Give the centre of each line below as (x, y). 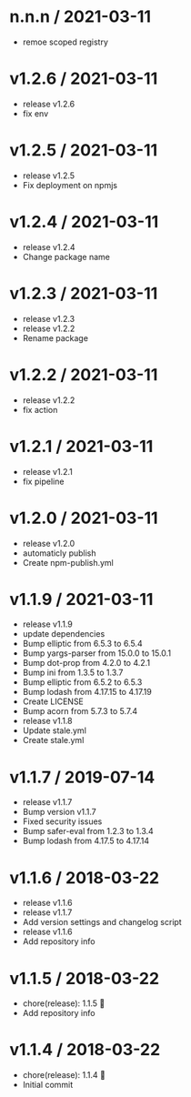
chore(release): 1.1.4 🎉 (64, 1075)
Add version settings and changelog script (102, 922)
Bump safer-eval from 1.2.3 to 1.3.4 (88, 831)
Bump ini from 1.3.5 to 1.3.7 (73, 673)
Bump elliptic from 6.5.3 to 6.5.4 (82, 644)
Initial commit (48, 1085)
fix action (40, 409)
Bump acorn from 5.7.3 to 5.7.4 (80, 711)
